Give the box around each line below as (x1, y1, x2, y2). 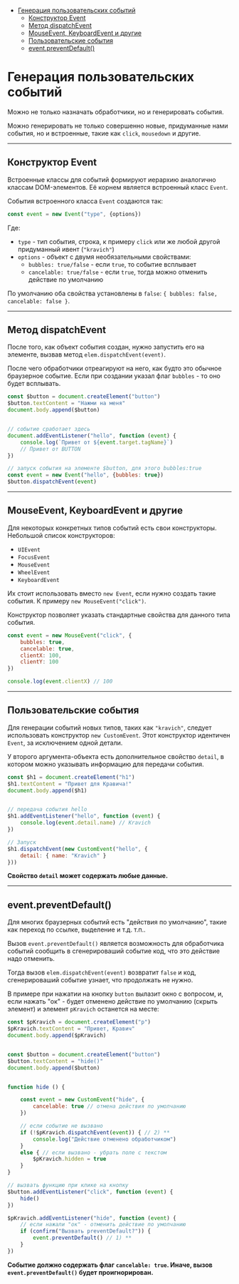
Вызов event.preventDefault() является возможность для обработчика (7, 939, 224, 948)
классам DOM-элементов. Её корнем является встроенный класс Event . (7, 183, 228, 191)
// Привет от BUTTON (20, 445, 81, 452)
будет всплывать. (7, 379, 61, 388)
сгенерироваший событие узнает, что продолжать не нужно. (7, 976, 193, 984)
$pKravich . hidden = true (33, 1156, 107, 1163)
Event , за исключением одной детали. (7, 738, 123, 747)
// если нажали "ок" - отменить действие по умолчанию (20, 1221, 186, 1228)
